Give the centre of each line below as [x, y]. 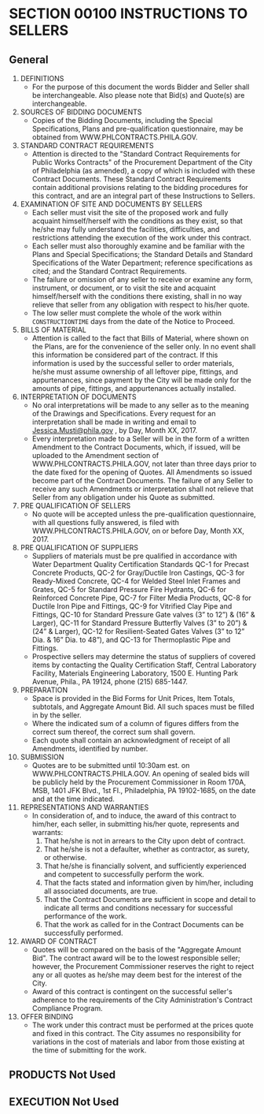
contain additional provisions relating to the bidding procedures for [140, 187]
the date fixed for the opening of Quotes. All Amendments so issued [142, 472]
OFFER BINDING [47, 1017]
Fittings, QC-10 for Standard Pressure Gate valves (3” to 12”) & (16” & [143, 615]
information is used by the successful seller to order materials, [133, 363]
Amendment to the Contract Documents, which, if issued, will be [136, 447]
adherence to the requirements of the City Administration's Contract [142, 1000]
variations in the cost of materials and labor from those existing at [138, 1042]
